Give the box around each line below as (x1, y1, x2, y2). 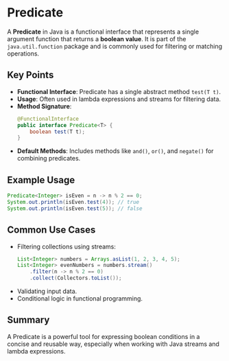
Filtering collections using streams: (16, 242, 117, 251)
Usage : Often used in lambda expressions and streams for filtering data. (16, 95, 221, 103)
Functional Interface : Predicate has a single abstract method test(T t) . (16, 87, 221, 95)
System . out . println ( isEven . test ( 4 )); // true (7, 198, 139, 205)
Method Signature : (16, 102, 72, 110)
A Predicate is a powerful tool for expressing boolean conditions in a (7, 332, 200, 340)
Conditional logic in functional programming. (16, 294, 143, 303)
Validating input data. (16, 287, 77, 295)
